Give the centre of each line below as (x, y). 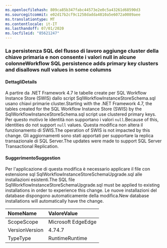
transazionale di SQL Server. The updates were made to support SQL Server (83, 141)
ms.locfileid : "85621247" (32, 33)
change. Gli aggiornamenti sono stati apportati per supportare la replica (79, 136)
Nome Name (22, 213)
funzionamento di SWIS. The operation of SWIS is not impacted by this (78, 130)
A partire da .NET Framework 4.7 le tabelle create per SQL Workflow (76, 93)
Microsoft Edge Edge (72, 222)
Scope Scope (23, 222)
